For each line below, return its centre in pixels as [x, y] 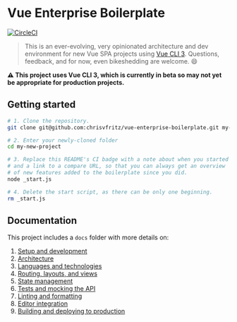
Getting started [42, 105]
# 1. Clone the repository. [49, 121]
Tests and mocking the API [56, 289]
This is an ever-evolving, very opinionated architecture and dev [116, 46]
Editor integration [43, 304]
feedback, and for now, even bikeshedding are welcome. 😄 [111, 61]
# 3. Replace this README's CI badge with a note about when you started [118, 160]
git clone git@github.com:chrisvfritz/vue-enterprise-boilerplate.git [113, 127]
